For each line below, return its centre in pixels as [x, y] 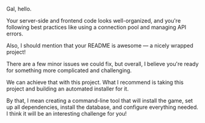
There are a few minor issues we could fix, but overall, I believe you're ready [102, 64]
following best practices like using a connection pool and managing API [96, 27]
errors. [15, 34]
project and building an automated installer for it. [68, 89]
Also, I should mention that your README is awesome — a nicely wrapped [100, 46]
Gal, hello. [19, 9]
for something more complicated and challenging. [69, 70]
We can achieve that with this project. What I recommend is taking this [95, 82]
